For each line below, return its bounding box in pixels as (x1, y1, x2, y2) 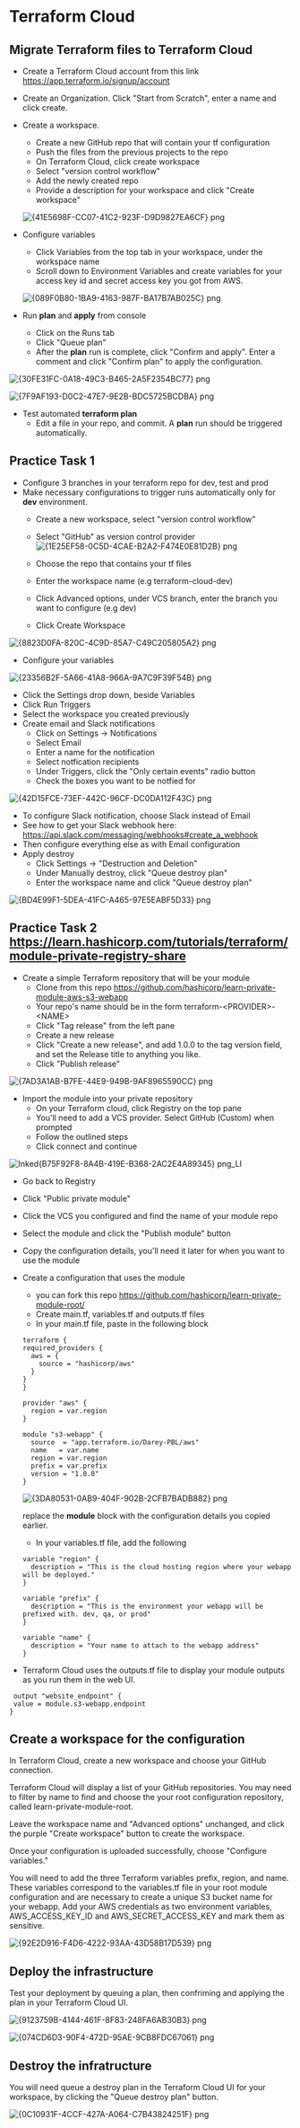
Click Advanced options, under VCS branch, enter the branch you (35, 593, 278, 604)
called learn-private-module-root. (9, 1801, 134, 1812)
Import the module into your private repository (21, 1093, 193, 1104)
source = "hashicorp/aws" (39, 1359, 136, 1368)
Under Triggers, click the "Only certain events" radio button (35, 765, 256, 776)
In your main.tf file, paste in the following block (35, 1318, 209, 1329)
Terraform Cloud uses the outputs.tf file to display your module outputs (21, 1664, 285, 1675)
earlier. (21, 1520, 48, 1531)
